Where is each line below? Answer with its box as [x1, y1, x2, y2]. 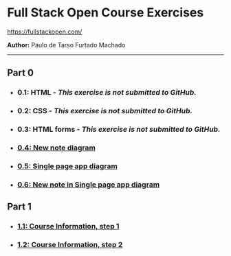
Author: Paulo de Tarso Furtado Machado [7, 40, 126, 49]
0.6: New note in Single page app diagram [16, 180, 160, 189]
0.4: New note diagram [16, 143, 96, 152]
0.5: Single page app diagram [16, 161, 118, 171]
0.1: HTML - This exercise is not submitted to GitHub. [16, 88, 197, 97]
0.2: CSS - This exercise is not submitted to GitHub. [16, 106, 192, 116]
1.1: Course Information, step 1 [16, 222, 120, 231]
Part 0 [7, 67, 34, 79]
